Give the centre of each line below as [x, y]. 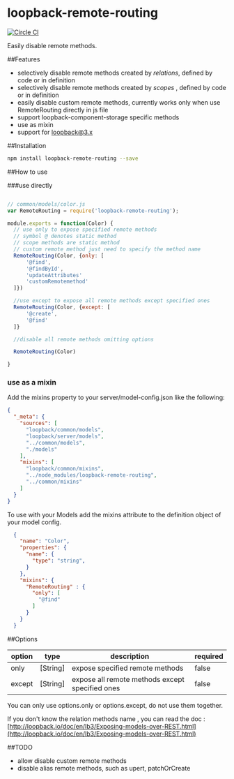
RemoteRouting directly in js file [63, 110]
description [130, 656]
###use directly [30, 185]
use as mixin [35, 124]
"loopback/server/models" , [65, 436]
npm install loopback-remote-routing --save [73, 158]
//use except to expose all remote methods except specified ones [112, 301]
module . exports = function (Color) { [60, 223]
